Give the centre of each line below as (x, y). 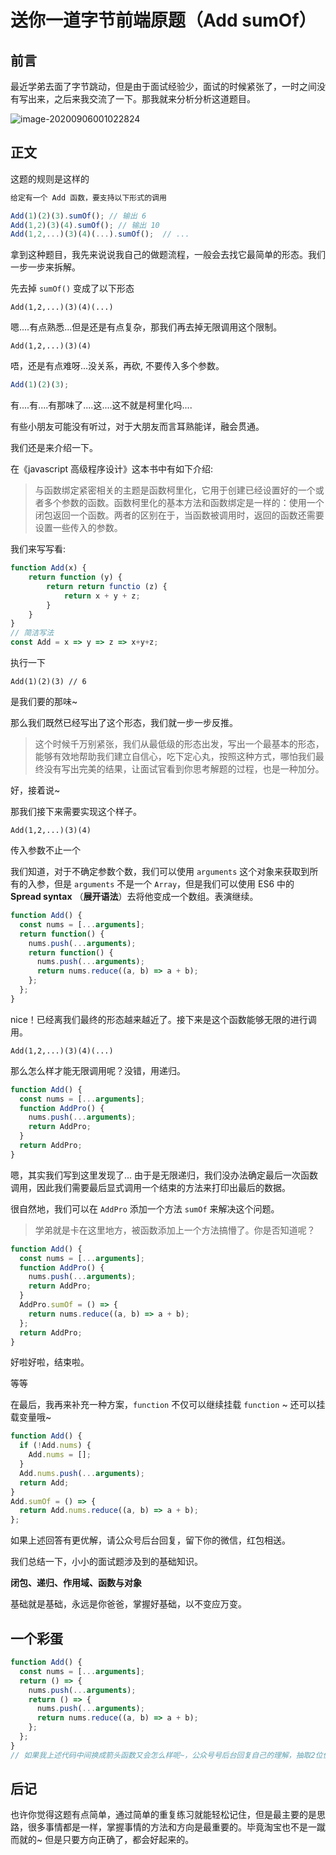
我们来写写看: (38, 549)
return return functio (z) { (107, 586)
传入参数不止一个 (45, 850)
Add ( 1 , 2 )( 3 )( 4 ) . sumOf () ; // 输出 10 (85, 225)
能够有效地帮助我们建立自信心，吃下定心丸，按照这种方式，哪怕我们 (175, 757)
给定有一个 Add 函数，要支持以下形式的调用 (88, 197)
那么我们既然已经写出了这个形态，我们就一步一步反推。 (124, 723)
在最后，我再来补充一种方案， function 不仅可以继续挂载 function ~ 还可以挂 (168, 1405)
